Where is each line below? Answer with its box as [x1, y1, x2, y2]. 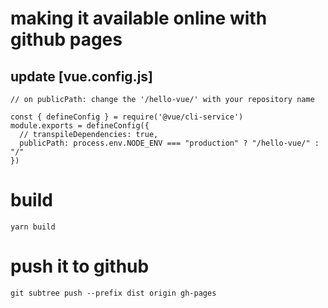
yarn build [10, 222, 56, 232]
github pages [10, 28, 123, 51]
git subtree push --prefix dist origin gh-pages [10, 288, 217, 298]
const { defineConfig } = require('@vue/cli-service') [10, 112, 244, 122]
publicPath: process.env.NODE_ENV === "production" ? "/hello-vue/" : [19, 138, 320, 148]
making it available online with [10, 7, 268, 30]
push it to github [10, 255, 150, 278]
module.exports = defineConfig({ [10, 121, 150, 131]
